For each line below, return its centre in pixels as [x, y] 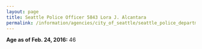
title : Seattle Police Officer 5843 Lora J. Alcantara [76, 17]
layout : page [23, 12]
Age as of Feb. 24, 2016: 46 [41, 40]
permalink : [20, 23]
